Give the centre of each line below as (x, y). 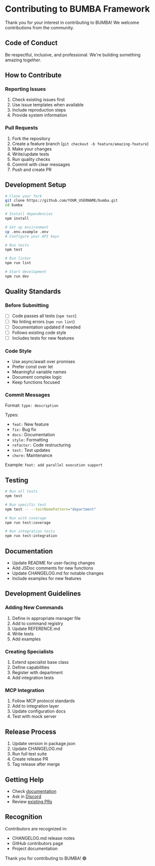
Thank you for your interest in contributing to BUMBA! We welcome (72, 22)
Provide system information (39, 115)
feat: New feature (31, 424)
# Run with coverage (26, 518)
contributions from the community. (39, 27)
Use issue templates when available (48, 105)
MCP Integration (25, 690)
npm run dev (17, 276)
